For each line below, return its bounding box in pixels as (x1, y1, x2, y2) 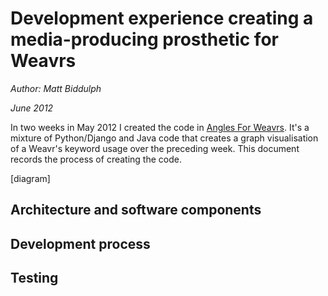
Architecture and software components (10, 202, 262, 219)
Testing (10, 270, 59, 287)
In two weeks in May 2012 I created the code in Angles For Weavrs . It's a (10, 121, 310, 133)
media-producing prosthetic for (10, 28, 279, 51)
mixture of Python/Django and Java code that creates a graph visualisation (10, 132, 319, 144)
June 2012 (10, 102, 54, 114)
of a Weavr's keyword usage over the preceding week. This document (10, 142, 300, 154)
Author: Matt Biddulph (10, 82, 102, 94)
